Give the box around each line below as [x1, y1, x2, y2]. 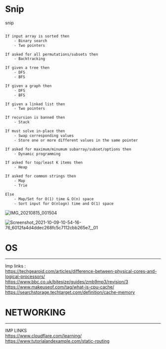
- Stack [14, 120, 30, 125]
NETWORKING [5, 306, 66, 318]
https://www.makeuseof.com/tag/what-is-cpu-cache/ [5, 284, 115, 290]
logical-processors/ [5, 273, 45, 280]
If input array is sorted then [5, 34, 70, 39]
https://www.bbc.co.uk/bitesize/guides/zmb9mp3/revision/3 [5, 279, 128, 285]
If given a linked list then [5, 101, 65, 107]
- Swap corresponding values [14, 133, 74, 138]
